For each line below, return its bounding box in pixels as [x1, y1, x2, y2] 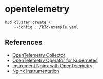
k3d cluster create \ [5, 20, 51, 25]
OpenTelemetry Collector [12, 51, 66, 58]
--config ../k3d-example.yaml [14, 24, 79, 30]
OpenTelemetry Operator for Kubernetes [12, 57, 98, 63]
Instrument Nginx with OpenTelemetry [12, 62, 93, 69]
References [5, 38, 43, 47]
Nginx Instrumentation [12, 68, 59, 74]
